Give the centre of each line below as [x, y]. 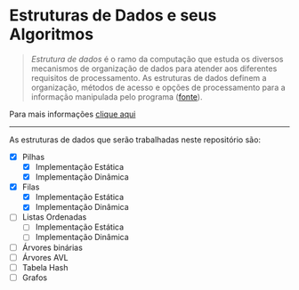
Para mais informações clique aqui [73, 114]
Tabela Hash [45, 267]
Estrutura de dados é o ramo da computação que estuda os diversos [157, 59]
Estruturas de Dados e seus [113, 16]
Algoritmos [52, 34]
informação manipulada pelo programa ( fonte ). [117, 97]
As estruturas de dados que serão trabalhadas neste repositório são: [135, 140]
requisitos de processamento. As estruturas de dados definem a [149, 77]
